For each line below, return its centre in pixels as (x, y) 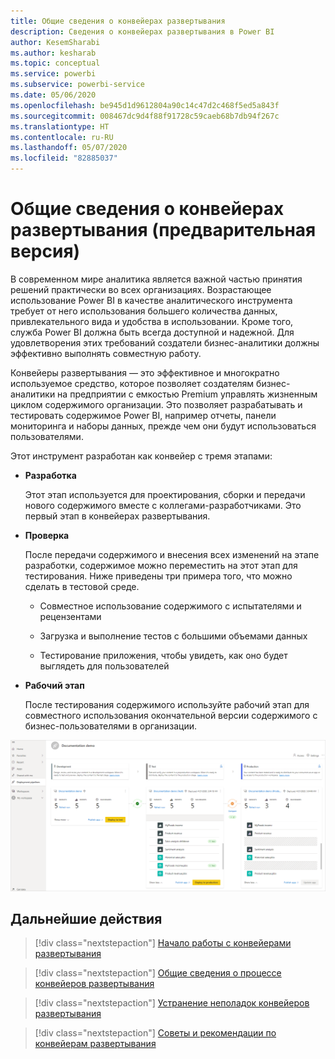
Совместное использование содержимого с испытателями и (170, 606)
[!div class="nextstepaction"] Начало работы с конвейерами (163, 943)
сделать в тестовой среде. (82, 586)
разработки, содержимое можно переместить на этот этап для (161, 565)
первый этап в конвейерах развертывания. (117, 516)
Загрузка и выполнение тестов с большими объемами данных (173, 636)
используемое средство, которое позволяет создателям (132, 383)
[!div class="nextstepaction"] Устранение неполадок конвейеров (172, 1003)
